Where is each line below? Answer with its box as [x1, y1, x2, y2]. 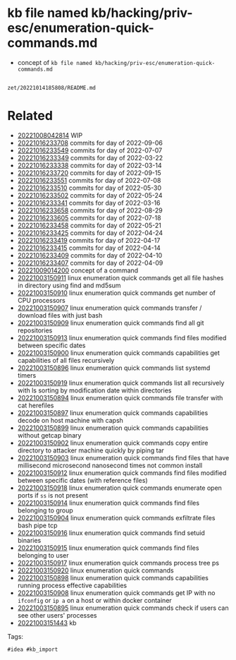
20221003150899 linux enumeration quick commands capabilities [17, 424, 209, 432]
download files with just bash [17, 311, 103, 319]
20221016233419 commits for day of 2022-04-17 [17, 236, 161, 244]
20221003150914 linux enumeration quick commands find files [17, 498, 199, 507]
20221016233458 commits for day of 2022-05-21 [17, 221, 162, 229]
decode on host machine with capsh [17, 416, 123, 424]
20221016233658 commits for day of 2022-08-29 [17, 206, 163, 215]
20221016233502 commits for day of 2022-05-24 [17, 191, 163, 199]
